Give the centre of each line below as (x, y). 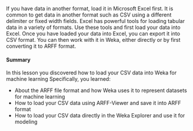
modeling (26, 122)
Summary (18, 60)
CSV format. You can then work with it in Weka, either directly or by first (93, 40)
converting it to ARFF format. (41, 46)
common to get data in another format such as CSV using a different (89, 15)
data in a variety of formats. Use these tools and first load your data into (93, 27)
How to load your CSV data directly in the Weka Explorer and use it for (100, 116)
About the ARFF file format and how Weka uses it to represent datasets (101, 90)
